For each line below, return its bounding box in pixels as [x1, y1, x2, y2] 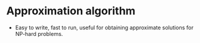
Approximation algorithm [6, 4, 136, 18]
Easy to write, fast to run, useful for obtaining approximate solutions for [15, 24, 194, 31]
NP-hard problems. [15, 30, 63, 37]
